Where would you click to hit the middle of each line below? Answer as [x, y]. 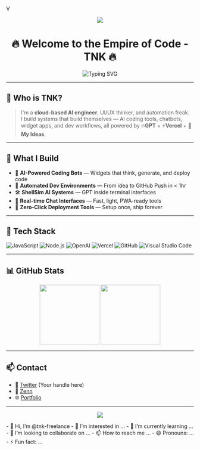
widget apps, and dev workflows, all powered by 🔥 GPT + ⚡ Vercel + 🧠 [106, 125]
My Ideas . [33, 134]
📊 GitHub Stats [35, 271]
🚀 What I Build [32, 158]
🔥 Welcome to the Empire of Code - [100, 44]
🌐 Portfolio [28, 398]
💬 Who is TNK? [34, 98]
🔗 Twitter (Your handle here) [49, 385]
